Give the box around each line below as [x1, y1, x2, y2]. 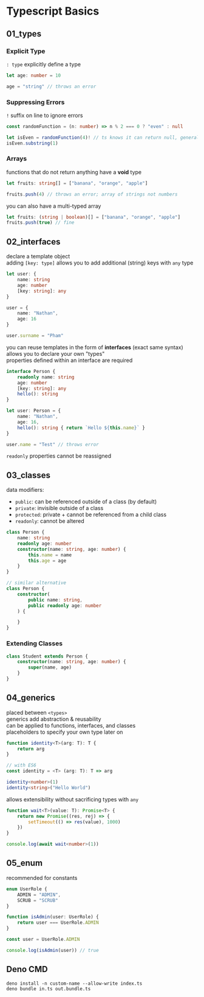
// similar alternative [6, 580, 67, 586]
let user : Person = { [6, 408, 61, 414]
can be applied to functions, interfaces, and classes [6, 722, 136, 729]
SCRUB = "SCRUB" [17, 897, 59, 903]
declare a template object [6, 253, 70, 260]
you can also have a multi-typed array [6, 202, 101, 210]
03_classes [6, 470, 50, 480]
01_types [6, 29, 41, 39]
